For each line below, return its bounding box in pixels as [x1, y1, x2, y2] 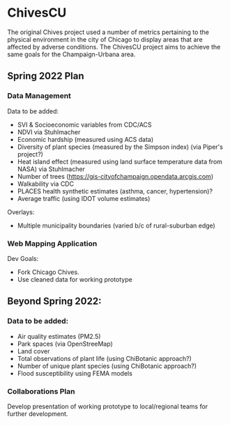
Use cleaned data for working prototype [17, 275, 132, 283]
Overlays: [7, 207, 35, 216]
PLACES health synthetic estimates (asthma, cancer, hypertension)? [17, 186, 213, 195]
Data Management [7, 91, 72, 101]
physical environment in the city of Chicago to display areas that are [7, 35, 204, 43]
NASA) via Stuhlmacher [17, 165, 86, 173]
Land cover [17, 346, 50, 355]
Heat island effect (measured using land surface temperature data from [17, 157, 223, 166]
